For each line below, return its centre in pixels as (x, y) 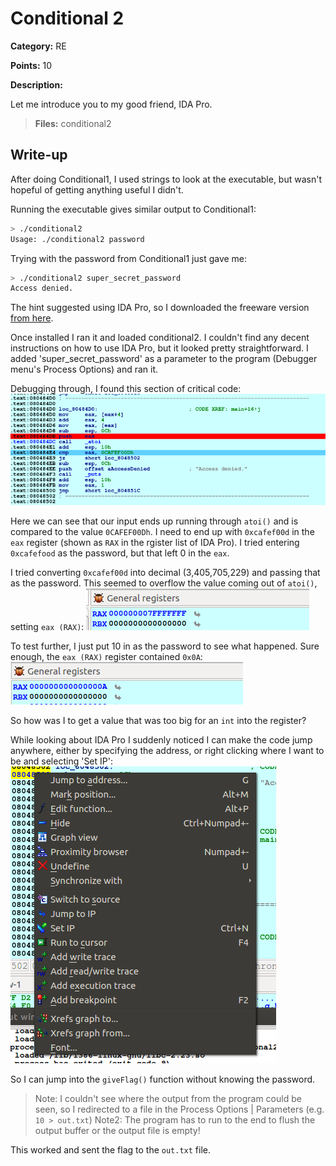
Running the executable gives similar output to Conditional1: (133, 209)
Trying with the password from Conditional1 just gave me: (129, 258)
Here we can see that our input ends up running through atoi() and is (154, 521)
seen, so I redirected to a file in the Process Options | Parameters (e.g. (179, 1109)
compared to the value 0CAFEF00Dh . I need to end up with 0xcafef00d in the (162, 531)
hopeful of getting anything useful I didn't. (97, 189)
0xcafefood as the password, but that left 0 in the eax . (120, 553)
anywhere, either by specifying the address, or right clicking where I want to (167, 750)
